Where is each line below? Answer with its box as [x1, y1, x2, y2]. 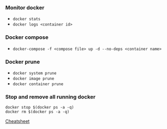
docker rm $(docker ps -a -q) [5, 109, 70, 115]
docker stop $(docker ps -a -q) [5, 105, 74, 110]
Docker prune [5, 58, 40, 65]
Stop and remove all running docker [5, 93, 96, 100]
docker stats [12, 17, 41, 22]
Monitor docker [5, 4, 44, 11]
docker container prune [12, 81, 64, 87]
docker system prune [12, 70, 57, 75]
